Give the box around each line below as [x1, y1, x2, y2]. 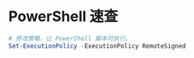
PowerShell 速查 [8, 7, 119, 26]
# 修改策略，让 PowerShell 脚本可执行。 [8, 34, 132, 43]
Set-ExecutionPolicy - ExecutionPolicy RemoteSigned [8, 42, 186, 50]
